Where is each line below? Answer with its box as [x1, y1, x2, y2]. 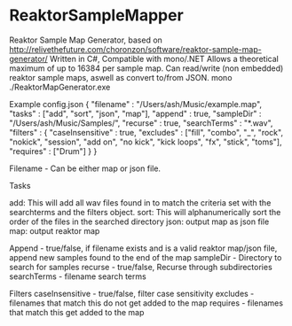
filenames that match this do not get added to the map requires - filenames [9, 298, 284, 308]
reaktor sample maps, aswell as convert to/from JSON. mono [9, 72, 233, 82]
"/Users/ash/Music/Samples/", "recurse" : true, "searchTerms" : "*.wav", [9, 117, 273, 128]
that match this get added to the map [9, 307, 145, 317]
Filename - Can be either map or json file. [9, 163, 162, 174]
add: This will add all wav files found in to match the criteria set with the [9, 197, 272, 208]
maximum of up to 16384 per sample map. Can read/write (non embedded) [9, 63, 284, 74]
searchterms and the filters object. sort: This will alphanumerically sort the [9, 206, 281, 217]
